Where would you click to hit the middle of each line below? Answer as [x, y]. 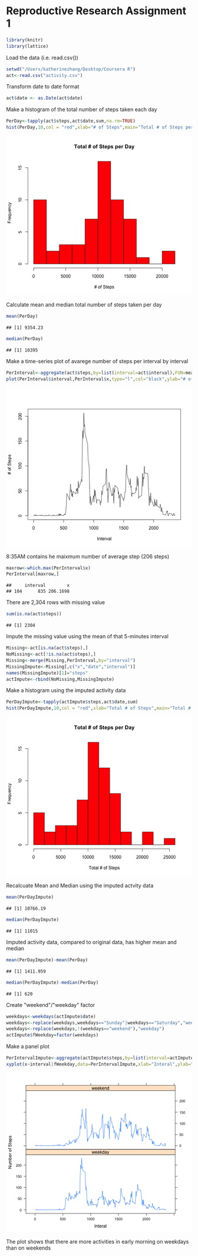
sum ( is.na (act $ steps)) [34, 614]
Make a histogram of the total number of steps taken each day [82, 109]
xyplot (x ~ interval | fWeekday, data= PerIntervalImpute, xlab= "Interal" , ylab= [99, 1064]
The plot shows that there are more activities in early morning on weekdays [98, 1241]
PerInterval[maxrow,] [33, 574]
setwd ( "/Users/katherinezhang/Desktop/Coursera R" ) [71, 69]
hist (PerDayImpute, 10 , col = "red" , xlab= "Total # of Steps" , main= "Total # [99, 708]
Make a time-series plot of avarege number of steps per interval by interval [97, 361]
